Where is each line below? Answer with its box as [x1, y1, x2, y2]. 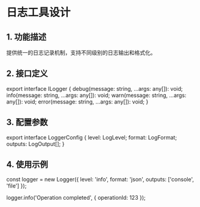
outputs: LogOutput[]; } [6, 140, 65, 147]
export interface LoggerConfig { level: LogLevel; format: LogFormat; [6, 133, 177, 141]
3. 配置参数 [6, 117, 48, 128]
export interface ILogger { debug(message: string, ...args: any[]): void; [6, 85, 183, 92]
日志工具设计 [6, 5, 71, 19]
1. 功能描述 [6, 32, 47, 42]
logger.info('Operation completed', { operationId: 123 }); [6, 194, 146, 202]
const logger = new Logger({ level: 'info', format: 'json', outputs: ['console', [6, 176, 194, 183]
